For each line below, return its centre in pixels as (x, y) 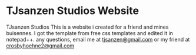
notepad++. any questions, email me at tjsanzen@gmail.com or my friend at (98, 39)
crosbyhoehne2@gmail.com (40, 46)
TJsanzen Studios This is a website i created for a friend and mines (87, 27)
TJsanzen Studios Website (73, 11)
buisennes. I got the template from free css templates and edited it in (90, 33)
